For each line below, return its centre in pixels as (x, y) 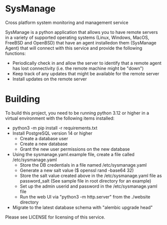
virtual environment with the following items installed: (60, 118)
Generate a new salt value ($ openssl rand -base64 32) (77, 170)
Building (23, 99)
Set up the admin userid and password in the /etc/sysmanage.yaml (88, 186)
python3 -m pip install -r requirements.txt (55, 128)
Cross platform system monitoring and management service (67, 22)
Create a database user (44, 138)
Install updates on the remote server (50, 79)
